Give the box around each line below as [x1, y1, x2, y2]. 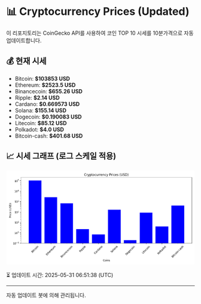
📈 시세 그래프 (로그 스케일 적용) [6, 151, 117, 162]
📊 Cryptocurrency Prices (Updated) [6, 5, 190, 19]
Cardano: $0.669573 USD [14, 100, 80, 108]
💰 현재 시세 [6, 56, 47, 66]
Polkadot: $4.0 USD [14, 126, 65, 133]
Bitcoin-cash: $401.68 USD [14, 132, 83, 139]
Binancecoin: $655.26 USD [14, 87, 83, 95]
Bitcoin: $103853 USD [14, 75, 71, 82]
